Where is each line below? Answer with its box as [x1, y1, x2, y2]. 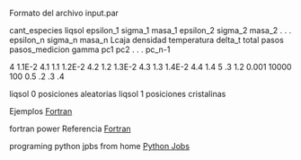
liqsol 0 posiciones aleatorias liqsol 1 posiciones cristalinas [9, 89, 226, 99]
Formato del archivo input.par [9, 8, 120, 18]
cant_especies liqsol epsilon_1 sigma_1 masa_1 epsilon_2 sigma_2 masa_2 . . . [9, 25, 292, 35]
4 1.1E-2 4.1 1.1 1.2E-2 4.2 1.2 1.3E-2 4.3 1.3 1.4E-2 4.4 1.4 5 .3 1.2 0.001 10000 [9, 62, 292, 72]
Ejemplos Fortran [9, 106, 73, 116]
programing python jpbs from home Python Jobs [9, 141, 190, 151]
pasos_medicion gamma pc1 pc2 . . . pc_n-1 [9, 44, 171, 55]
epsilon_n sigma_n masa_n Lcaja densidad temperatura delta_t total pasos [9, 35, 285, 45]
